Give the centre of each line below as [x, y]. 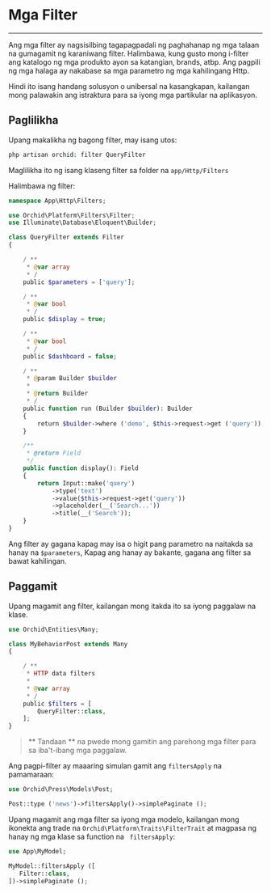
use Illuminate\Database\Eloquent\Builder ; [83, 223]
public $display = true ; [65, 320]
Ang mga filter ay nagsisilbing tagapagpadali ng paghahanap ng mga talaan [134, 44]
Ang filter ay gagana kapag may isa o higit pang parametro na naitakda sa [131, 544]
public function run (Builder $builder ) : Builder [108, 408]
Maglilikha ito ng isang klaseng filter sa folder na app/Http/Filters [119, 170]
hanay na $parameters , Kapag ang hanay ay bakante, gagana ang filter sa [130, 552]
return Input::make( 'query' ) [86, 483]
